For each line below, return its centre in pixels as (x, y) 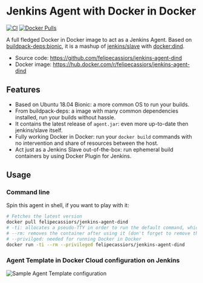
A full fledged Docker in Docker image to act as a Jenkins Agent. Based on (99, 39)
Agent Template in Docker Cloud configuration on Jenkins (93, 260)
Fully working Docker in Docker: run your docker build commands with (103, 136)
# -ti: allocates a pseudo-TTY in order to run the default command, (96, 228)
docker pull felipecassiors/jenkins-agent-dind (67, 222)
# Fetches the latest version (44, 216)
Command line (28, 192)
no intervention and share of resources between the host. (87, 143)
